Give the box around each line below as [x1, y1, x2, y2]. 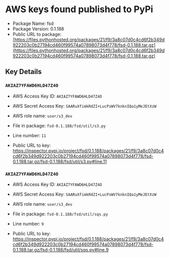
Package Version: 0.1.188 [12, 25, 64, 31]
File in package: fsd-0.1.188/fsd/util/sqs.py [12, 211, 108, 217]
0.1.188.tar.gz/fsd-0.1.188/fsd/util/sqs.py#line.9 [12, 246, 109, 252]
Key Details [5, 68, 42, 76]
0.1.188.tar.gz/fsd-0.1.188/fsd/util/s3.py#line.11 [12, 158, 107, 165]
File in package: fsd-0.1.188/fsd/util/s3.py [12, 122, 106, 128]
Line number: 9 [12, 220, 44, 227]
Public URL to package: [12, 31, 62, 37]
